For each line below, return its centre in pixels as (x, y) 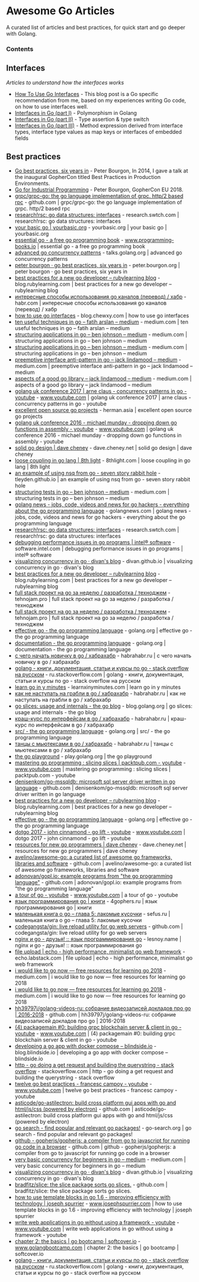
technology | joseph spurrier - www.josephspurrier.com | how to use (98, 1204)
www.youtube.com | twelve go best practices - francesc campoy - (96, 1090)
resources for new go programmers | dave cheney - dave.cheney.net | (100, 845)
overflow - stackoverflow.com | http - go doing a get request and (94, 1072)
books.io (25, 247)
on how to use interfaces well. (52, 106)
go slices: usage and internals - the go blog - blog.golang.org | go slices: (103, 706)
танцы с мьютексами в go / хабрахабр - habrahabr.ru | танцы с (94, 744)
